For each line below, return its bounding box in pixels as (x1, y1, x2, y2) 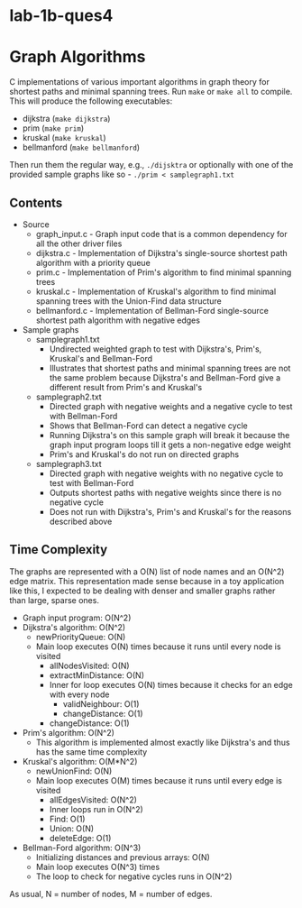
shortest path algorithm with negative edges (35, 315, 201, 326)
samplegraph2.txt (35, 391, 102, 402)
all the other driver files (35, 238, 123, 249)
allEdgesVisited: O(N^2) (49, 794, 138, 805)
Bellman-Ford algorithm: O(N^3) (22, 842, 142, 853)
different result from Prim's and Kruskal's (49, 381, 203, 392)
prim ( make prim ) (22, 123, 85, 133)
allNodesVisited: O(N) (49, 660, 130, 671)
